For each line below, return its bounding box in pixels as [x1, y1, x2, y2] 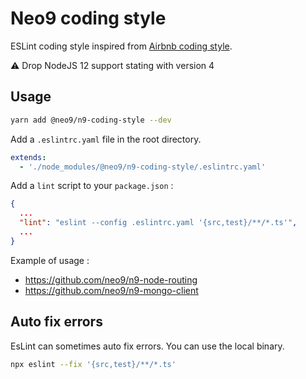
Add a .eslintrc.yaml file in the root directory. [10, 133, 202, 145]
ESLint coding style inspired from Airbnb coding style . [10, 40, 233, 52]
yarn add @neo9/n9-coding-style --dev [10, 115, 172, 125]
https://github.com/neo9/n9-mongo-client [24, 284, 199, 296]
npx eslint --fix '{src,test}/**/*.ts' [10, 359, 177, 369]
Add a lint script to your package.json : [10, 180, 174, 192]
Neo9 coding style [10, 7, 167, 30]
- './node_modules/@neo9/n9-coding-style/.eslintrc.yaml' [19, 162, 267, 172]
